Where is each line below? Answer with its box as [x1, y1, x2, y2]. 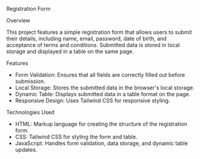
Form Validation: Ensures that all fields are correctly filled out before [15, 71, 185, 78]
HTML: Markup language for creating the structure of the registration [15, 120, 188, 128]
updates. [15, 146, 38, 153]
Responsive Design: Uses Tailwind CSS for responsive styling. [15, 97, 170, 104]
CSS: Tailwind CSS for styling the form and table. [15, 133, 138, 140]
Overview [6, 17, 30, 24]
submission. [15, 78, 45, 85]
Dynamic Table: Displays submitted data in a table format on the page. [15, 91, 191, 97]
